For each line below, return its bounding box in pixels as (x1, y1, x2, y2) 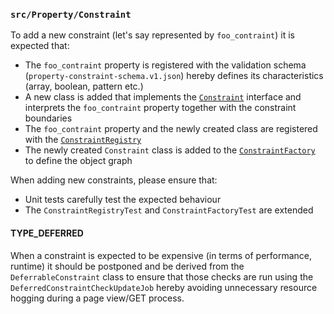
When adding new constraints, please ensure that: (10, 174, 218, 186)
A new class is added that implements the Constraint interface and (24, 91, 302, 103)
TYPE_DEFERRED (10, 227, 84, 239)
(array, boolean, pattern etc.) (24, 80, 144, 93)
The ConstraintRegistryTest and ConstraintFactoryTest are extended (24, 204, 314, 216)
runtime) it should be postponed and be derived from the (10, 260, 245, 272)
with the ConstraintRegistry (24, 134, 142, 146)
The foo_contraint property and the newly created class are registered (24, 123, 318, 135)
